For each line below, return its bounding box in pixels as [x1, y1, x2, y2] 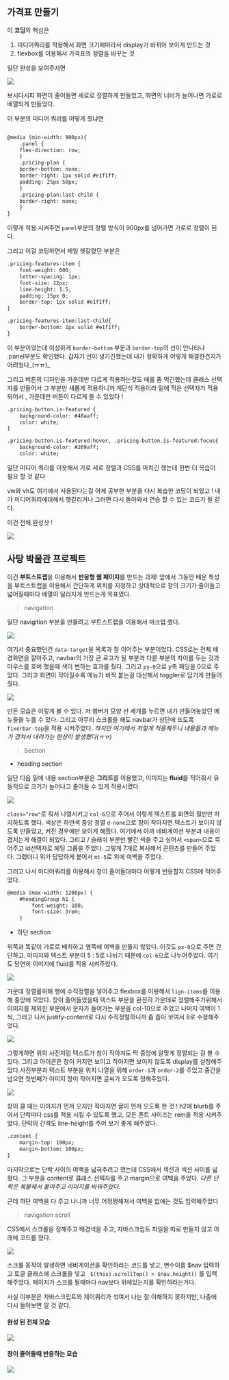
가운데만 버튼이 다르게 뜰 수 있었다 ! [28, 392, 124, 400]
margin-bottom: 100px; [19, 1146, 84, 1152]
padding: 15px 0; [19, 292, 69, 300]
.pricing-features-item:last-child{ [7, 317, 111, 324]
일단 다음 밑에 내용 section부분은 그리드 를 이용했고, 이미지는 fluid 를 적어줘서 [7, 773, 213, 782]
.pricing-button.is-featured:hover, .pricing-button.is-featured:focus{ [7, 437, 219, 444]
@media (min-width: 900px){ [7, 134, 87, 141]
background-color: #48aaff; [19, 412, 99, 420]
